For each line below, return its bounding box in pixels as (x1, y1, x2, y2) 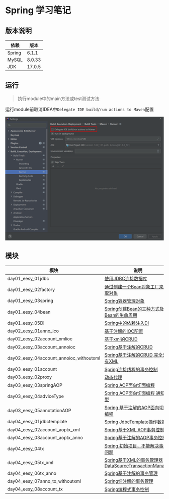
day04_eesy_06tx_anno (7, 470, 57, 476)
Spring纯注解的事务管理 (104, 478, 153, 484)
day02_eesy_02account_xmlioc (7, 336, 73, 342)
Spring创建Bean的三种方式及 (104, 306, 164, 312)
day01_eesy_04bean (7, 309, 51, 315)
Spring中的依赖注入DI (104, 320, 149, 326)
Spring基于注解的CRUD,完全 (104, 352, 163, 358)
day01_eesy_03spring (7, 297, 54, 304)
